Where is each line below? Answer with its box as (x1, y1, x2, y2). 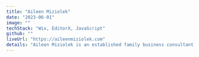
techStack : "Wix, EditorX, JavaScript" (6, 25, 106, 31)
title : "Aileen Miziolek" (6, 8, 71, 15)
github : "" (6, 31, 33, 37)
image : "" (6, 20, 31, 26)
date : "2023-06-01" (6, 14, 55, 20)
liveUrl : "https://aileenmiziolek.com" (6, 36, 106, 42)
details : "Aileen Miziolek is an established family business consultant (6, 42, 194, 48)
